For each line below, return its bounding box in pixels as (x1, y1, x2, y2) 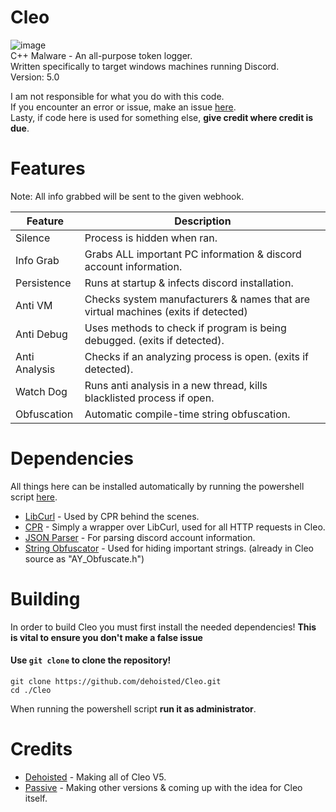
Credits (10, 738, 73, 761)
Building (10, 588, 81, 610)
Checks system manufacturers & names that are (84, 292, 311, 306)
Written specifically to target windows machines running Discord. (10, 60, 280, 72)
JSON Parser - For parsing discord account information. (24, 531, 256, 543)
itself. (24, 792, 48, 804)
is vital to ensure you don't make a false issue (10, 631, 203, 643)
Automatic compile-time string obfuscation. (84, 407, 291, 421)
